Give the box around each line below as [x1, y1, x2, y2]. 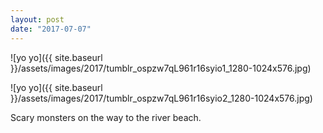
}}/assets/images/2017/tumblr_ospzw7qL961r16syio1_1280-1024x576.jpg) [10, 62, 312, 74]
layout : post [10, 14, 65, 25]
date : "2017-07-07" [10, 24, 92, 34]
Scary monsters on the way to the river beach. [10, 111, 202, 123]
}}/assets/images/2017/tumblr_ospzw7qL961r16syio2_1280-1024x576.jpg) [10, 92, 313, 104]
